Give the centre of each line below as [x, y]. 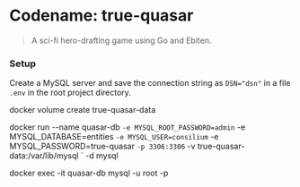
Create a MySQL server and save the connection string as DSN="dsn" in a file [150, 83]
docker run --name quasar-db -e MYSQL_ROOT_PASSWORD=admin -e [128, 127]
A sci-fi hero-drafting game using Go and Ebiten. [121, 40]
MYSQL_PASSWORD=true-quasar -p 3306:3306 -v [102, 146]
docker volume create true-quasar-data [83, 110]
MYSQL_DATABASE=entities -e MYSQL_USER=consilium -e [114, 137]
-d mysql [101, 156]
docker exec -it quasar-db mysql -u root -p [89, 173]
